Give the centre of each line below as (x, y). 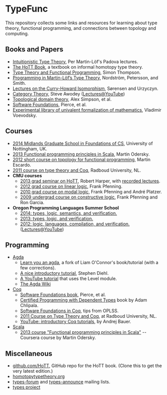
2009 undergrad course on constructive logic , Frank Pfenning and (89, 197)
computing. (17, 33)
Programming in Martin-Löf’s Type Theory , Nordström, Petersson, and (85, 78)
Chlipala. (29, 306)
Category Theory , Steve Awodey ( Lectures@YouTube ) (69, 93)
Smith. (19, 83)
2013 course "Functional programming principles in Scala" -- (83, 332)
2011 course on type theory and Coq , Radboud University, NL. (77, 170)
